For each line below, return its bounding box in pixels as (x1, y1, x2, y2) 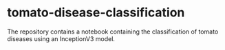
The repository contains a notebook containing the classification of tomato (7, 27, 219, 36)
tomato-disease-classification (7, 5, 185, 21)
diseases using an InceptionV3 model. (7, 34, 116, 42)
